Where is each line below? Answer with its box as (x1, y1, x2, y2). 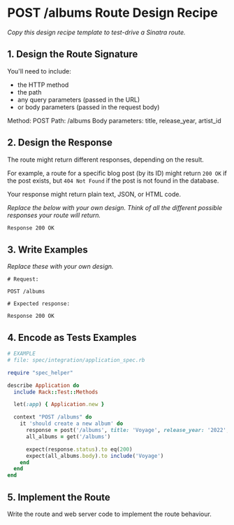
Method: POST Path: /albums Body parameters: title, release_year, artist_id (7, 116, 221, 125)
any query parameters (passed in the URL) (17, 95, 140, 104)
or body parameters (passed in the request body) (17, 103, 160, 111)
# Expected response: (7, 300, 71, 307)
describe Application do (7, 381, 80, 389)
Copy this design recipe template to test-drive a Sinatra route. (7, 28, 187, 36)
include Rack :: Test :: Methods (13, 388, 98, 395)
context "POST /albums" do (13, 414, 92, 421)
